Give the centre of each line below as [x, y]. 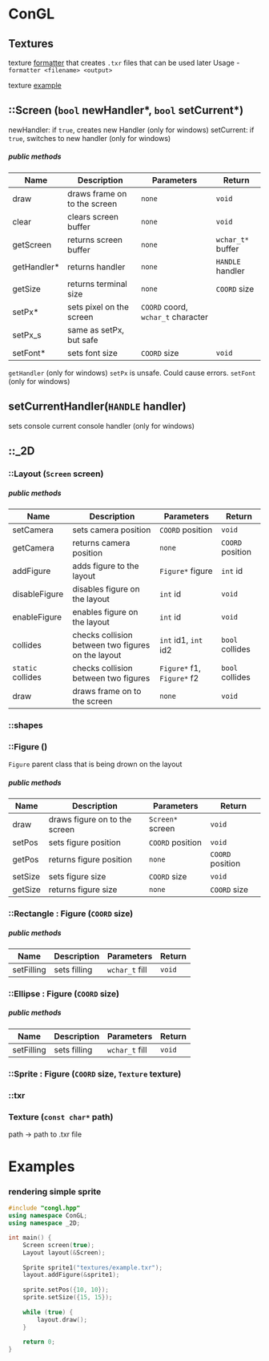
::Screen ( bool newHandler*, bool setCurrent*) [126, 110]
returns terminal [98, 284]
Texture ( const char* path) [61, 1117]
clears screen [93, 216]
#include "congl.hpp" [44, 1208]
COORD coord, [165, 307]
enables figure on [105, 612]
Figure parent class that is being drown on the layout [95, 764]
